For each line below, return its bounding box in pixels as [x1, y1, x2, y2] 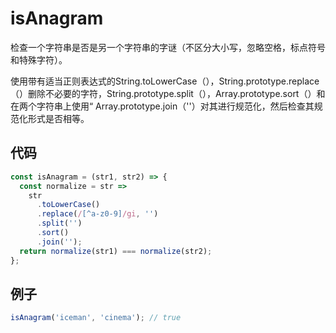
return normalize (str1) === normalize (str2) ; [19, 246, 213, 256]
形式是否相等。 [27, 112, 90, 124]
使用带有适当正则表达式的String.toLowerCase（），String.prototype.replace [10, 75, 320, 87]
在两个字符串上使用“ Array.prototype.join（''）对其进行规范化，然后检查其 [10, 100, 315, 112]
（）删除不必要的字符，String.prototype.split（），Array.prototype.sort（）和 [10, 87, 326, 99]
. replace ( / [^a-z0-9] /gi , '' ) [36, 209, 159, 219]
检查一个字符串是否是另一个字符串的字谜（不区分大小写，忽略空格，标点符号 [10, 41, 326, 53]
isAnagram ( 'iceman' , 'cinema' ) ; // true [10, 313, 182, 323]
